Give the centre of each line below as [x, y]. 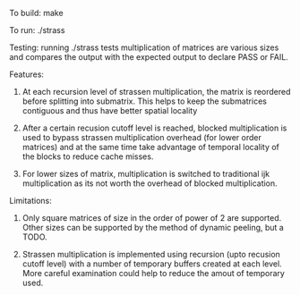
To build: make [37, 13]
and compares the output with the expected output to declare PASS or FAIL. [149, 57]
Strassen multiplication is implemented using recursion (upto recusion [151, 254]
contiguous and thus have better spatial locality [110, 110]
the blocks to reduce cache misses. [88, 156]
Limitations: [30, 201]
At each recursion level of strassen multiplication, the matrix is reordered [156, 92]
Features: [27, 74]
